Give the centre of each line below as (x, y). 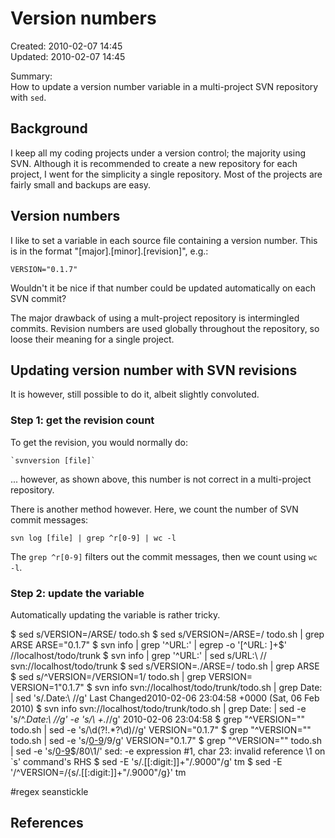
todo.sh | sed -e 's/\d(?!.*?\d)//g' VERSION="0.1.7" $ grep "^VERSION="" (161, 729)
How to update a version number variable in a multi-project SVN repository (164, 86)
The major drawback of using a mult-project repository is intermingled (155, 318)
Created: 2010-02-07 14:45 (66, 46)
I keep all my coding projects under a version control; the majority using (158, 153)
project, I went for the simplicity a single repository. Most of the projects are (166, 174)
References (47, 823)
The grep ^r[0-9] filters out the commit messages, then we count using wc (164, 556)
